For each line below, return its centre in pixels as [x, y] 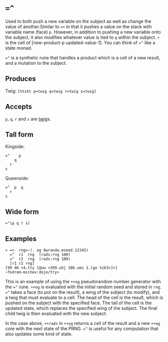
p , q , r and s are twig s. [28, 119]
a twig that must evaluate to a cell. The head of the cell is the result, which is [84, 298]
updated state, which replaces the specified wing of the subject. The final [81, 308]
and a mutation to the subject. [36, 63]
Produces [21, 79]
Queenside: [17, 178]
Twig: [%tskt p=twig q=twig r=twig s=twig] [51, 91]
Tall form [19, 134]
